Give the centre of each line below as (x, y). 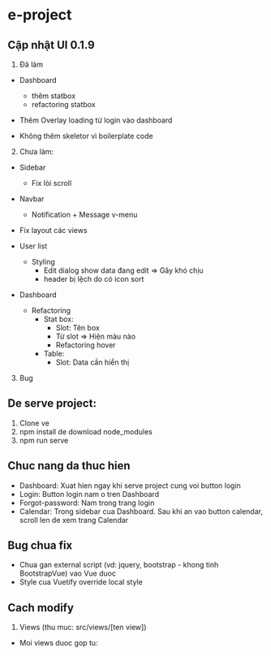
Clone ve (34, 423)
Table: (54, 354)
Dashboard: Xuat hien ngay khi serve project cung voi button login (130, 486)
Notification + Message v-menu (84, 214)
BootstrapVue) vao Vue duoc (68, 573)
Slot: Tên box (78, 328)
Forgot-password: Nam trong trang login (87, 503)
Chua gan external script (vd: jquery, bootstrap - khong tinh (119, 565)
